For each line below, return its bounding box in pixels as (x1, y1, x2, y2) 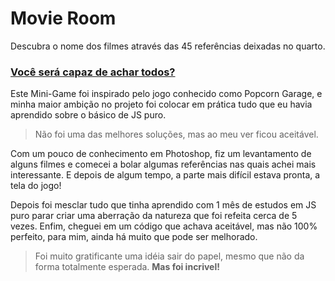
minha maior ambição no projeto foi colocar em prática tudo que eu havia (10, 98, 313, 111)
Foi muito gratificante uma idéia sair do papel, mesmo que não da (34, 250, 305, 262)
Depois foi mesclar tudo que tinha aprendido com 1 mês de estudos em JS (10, 199, 317, 211)
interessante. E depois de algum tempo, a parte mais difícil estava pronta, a (10, 169, 321, 181)
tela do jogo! (10, 180, 62, 192)
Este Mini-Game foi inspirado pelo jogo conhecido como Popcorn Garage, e (10, 88, 323, 100)
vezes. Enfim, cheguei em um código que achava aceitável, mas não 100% (10, 220, 318, 232)
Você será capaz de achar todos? (10, 65, 176, 79)
